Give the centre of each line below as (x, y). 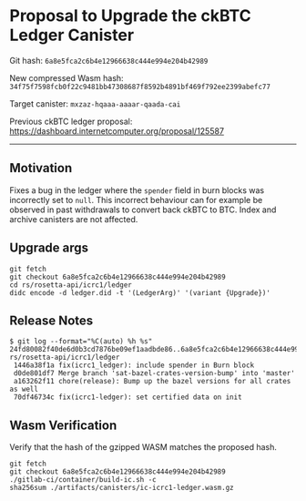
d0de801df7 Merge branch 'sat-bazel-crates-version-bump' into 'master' (154, 373)
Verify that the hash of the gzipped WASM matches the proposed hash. (143, 447)
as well (24, 389)
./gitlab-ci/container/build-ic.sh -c (83, 480)
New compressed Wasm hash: (67, 77)
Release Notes (51, 320)
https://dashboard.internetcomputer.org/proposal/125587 (117, 131)
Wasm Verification (63, 425)
